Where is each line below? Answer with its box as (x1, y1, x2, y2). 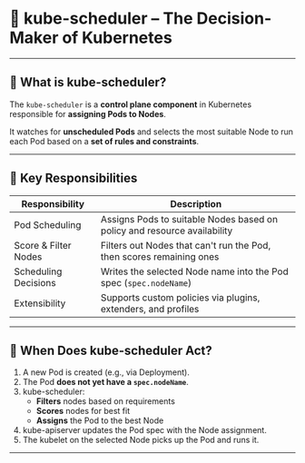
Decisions (14, 276, 56, 289)
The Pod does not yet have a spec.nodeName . (22, 377, 189, 388)
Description (170, 197, 222, 210)
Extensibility (14, 297, 66, 310)
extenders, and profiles (100, 302, 200, 315)
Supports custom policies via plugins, (100, 291, 261, 303)
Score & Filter (14, 239, 72, 251)
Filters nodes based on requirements (35, 396, 175, 407)
